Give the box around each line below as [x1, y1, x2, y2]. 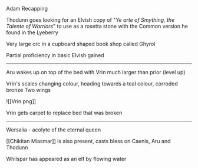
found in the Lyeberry [6, 29, 59, 36]
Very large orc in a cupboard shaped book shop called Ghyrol [6, 41, 156, 47]
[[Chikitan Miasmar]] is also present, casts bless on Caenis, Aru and [6, 138, 171, 144]
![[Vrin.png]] [6, 98, 37, 105]
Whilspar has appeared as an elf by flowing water [6, 156, 127, 162]
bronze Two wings [6, 87, 51, 93]
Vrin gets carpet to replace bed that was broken [6, 109, 123, 116]
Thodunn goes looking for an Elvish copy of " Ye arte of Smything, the [6, 17, 175, 23]
